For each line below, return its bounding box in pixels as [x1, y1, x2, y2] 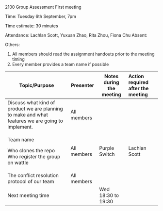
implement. [7, 124, 33, 130]
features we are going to [7, 117, 63, 124]
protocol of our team [7, 178, 54, 185]
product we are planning [7, 105, 63, 112]
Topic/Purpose [19, 82, 54, 89]
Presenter [71, 82, 95, 89]
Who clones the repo [7, 147, 55, 154]
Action [128, 73, 144, 80]
